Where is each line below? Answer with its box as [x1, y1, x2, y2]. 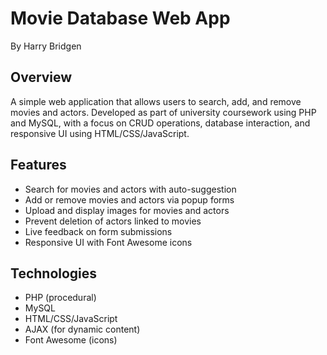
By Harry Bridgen [10, 40, 82, 52]
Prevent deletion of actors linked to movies [24, 215, 202, 227]
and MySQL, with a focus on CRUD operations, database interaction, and [10, 117, 311, 129]
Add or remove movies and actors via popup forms [24, 193, 235, 206]
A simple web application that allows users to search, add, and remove [10, 95, 302, 107]
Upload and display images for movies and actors [24, 204, 230, 216]
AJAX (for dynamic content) [24, 323, 141, 336]
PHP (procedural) [24, 292, 97, 304]
